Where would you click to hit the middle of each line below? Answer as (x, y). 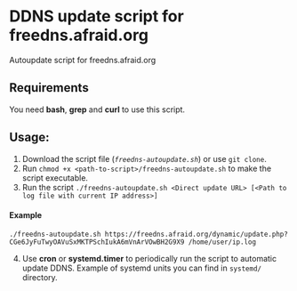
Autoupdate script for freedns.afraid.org (83, 60)
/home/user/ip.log (222, 242)
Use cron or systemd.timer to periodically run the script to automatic (149, 258)
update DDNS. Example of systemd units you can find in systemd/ (142, 268)
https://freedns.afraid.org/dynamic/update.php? (197, 234)
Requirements (49, 88)
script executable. (55, 178)
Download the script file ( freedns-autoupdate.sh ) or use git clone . (144, 158)
